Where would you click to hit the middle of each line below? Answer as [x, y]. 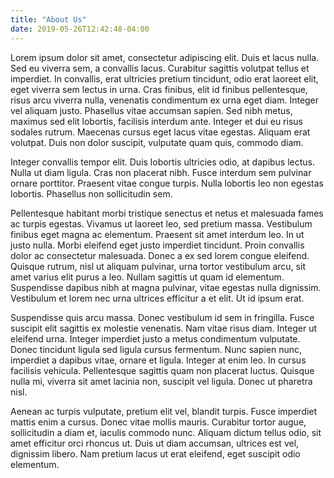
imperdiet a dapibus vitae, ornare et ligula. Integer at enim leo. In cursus [158, 360]
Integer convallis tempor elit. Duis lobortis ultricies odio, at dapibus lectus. [163, 162]
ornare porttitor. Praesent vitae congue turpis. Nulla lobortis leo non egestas [167, 183]
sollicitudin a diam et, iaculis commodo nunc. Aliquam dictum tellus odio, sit [166, 432]
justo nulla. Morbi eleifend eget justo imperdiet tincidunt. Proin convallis [157, 245]
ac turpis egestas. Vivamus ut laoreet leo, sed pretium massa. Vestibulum [161, 223]
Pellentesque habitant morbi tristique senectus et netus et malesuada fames [167, 213]
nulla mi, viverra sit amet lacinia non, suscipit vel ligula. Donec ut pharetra [161, 381]
